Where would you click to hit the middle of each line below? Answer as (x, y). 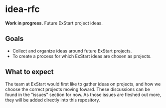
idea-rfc (22, 9)
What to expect (29, 72)
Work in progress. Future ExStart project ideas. (54, 23)
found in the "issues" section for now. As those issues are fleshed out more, (83, 94)
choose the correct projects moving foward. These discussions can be (78, 89)
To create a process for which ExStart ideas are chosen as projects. (82, 56)
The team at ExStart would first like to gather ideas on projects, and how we (83, 84)
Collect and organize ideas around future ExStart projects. (72, 50)
